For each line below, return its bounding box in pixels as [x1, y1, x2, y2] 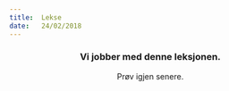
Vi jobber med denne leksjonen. [80, 51, 221, 63]
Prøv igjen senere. [116, 70, 184, 81]
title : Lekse [9, 12, 63, 22]
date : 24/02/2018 [9, 21, 82, 30]
